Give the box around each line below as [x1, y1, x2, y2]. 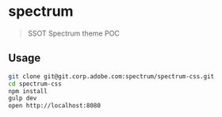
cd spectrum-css [8, 80, 62, 88]
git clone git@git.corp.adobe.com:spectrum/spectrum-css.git [8, 72, 215, 81]
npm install [8, 87, 48, 95]
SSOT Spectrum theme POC [27, 28, 121, 38]
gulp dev [8, 94, 37, 103]
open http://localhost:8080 [8, 102, 101, 110]
